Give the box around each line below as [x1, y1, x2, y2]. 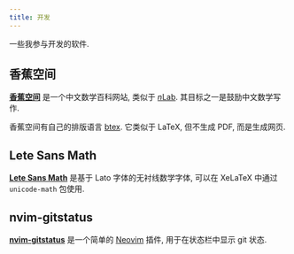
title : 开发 [9, 12, 50, 22]
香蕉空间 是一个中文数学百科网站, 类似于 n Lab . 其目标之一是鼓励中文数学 [9, 92, 274, 103]
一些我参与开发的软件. [9, 38, 90, 49]
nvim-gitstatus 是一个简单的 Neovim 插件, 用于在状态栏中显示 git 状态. [9, 235, 267, 245]
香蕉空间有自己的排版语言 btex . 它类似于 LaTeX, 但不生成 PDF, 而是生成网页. [9, 121, 286, 133]
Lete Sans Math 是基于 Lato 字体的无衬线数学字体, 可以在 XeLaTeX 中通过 [9, 173, 278, 183]
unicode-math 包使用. [9, 183, 85, 195]
